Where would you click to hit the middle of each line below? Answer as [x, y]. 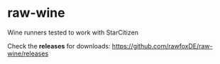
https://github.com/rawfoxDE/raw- [162, 46]
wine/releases [28, 53]
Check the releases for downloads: [59, 46]
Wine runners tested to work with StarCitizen [73, 32]
